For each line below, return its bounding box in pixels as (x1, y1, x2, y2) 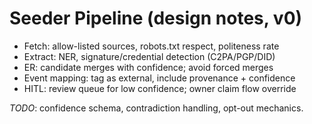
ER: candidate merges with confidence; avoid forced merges (23, 61, 274, 73)
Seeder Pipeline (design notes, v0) (9, 7, 303, 30)
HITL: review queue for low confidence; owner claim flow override (23, 82, 297, 94)
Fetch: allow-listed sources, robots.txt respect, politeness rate (23, 40, 280, 52)
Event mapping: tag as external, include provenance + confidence (23, 72, 296, 84)
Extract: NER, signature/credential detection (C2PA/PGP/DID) (23, 50, 276, 62)
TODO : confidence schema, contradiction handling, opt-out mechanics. (9, 102, 304, 114)
